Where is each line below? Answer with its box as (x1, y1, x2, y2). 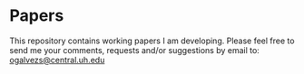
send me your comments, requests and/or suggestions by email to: (9, 44, 260, 55)
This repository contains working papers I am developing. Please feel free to (9, 35, 295, 46)
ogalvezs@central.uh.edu (9, 54, 105, 65)
